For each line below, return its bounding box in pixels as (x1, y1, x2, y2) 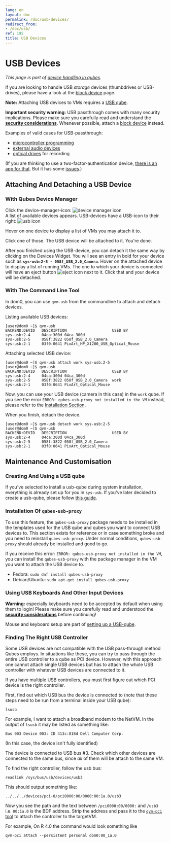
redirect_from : (5, 21, 38, 27)
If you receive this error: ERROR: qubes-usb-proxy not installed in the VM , (5, 550, 162, 556)
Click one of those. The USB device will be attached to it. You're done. (5, 237, 152, 243)
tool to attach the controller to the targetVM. (5, 814, 97, 820)
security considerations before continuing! (5, 612, 96, 618)
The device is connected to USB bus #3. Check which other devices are (5, 750, 156, 756)
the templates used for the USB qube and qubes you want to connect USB (5, 524, 161, 531)
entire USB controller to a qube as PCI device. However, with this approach (5, 656, 162, 662)
